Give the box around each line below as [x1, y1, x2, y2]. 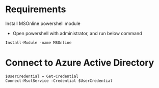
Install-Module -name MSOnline [5, 40, 72, 45]
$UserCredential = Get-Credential [5, 74, 79, 79]
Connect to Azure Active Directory [5, 57, 154, 69]
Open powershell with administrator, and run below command [12, 30, 142, 36]
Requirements [5, 4, 66, 15]
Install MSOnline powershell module [5, 20, 81, 26]
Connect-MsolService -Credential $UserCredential [5, 78, 113, 83]
